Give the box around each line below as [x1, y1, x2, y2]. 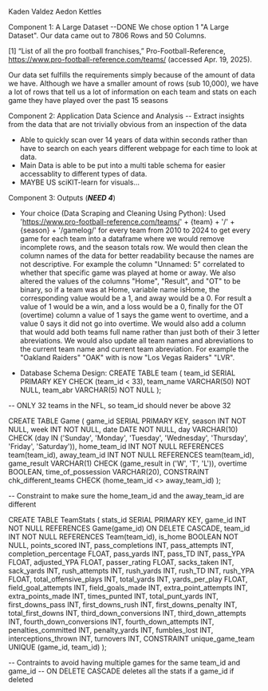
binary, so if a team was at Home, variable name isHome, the [19, 285, 220, 294]
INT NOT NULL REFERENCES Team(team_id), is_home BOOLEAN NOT [8, 532, 239, 542]
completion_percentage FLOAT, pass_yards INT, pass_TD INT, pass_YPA [8, 549, 246, 558]
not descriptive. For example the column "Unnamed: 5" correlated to [19, 260, 246, 268]
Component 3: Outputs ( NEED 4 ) [8, 193, 116, 202]
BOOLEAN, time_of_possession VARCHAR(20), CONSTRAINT [8, 467, 210, 476]
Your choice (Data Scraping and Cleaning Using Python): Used [19, 208, 226, 218]
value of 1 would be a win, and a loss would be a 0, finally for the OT [19, 302, 244, 311]
